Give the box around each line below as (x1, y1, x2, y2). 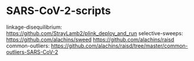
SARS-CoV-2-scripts (6, 4, 111, 18)
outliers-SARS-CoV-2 (6, 48, 58, 55)
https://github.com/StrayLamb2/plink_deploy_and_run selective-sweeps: (6, 29, 183, 36)
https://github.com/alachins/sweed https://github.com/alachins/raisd (6, 36, 174, 43)
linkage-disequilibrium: (6, 23, 62, 30)
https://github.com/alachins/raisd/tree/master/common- (50, 42, 188, 49)
